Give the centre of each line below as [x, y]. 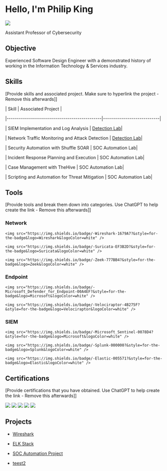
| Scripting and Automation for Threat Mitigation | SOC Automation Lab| [79, 177]
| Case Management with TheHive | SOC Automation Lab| [65, 167]
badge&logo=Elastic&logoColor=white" [45, 363]
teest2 [19, 463]
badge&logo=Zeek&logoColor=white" [41, 264]
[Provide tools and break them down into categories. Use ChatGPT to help [82, 205]
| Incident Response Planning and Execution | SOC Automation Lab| [75, 157]
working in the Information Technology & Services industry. [66, 66]
